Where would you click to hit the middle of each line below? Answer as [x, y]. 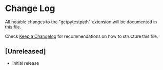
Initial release [25, 63]
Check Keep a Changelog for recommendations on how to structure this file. [82, 36]
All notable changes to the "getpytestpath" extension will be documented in [81, 22]
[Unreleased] [26, 51]
